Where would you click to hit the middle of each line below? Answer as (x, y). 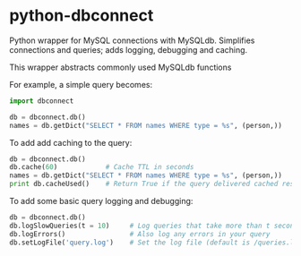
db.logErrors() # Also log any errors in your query (140, 234)
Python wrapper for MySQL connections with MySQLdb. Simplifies (132, 40)
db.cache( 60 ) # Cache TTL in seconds (102, 167)
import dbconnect (42, 101)
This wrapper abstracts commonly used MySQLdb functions (120, 67)
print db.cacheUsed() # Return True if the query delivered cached (144, 184)
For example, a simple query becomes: (81, 84)
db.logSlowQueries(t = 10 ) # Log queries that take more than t (140, 226)
